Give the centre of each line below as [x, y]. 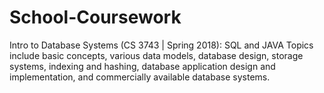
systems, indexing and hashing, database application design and [142, 66]
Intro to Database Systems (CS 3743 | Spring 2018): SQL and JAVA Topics [161, 45]
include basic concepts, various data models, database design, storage [156, 55]
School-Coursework [95, 17]
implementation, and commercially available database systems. [140, 77]
